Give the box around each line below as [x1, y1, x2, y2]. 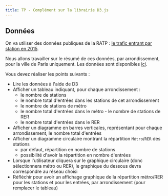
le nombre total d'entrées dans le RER [20, 119, 100, 126]
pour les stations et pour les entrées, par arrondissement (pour [12, 180, 146, 186]
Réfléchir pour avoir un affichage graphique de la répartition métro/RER [12, 174, 163, 180]
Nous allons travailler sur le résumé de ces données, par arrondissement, [5, 56, 160, 62]
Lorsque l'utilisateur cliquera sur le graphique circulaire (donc [12, 157, 143, 164]
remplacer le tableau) [12, 185, 58, 191]
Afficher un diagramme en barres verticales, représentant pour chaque [12, 124, 162, 131]
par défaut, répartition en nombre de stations [20, 147, 116, 153]
